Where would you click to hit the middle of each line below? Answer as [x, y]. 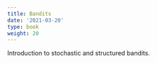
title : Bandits [29, 14]
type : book [23, 27]
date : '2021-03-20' [36, 20]
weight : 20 [23, 33]
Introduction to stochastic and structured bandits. [79, 53]
